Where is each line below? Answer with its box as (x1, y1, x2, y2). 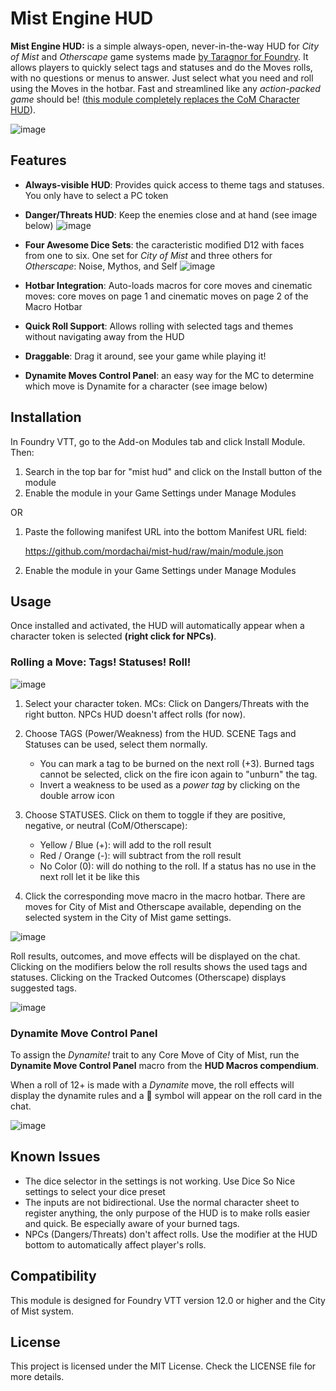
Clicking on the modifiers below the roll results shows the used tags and (10, 960, 308, 972)
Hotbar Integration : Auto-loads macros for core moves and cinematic (24, 279, 313, 291)
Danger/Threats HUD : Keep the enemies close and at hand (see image (24, 208, 318, 221)
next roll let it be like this (39, 870, 140, 882)
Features (10, 152, 67, 169)
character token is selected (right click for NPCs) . (10, 630, 217, 642)
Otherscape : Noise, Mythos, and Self (24, 260, 178, 272)
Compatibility (10, 1268, 97, 1285)
